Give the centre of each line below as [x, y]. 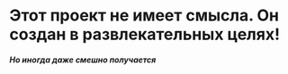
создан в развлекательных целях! [145, 34]
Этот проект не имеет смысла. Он [144, 16]
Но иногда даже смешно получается [83, 60]
